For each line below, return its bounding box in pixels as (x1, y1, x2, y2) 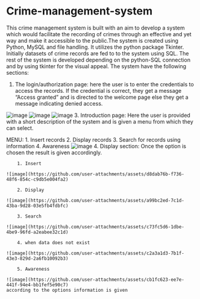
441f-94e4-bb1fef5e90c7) (6, 282, 69, 288)
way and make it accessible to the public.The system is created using (6, 37, 179, 44)
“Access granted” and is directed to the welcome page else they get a (14, 93, 189, 101)
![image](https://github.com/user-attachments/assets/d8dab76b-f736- (6, 171, 185, 177)
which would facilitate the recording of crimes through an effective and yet (6, 30, 192, 37)
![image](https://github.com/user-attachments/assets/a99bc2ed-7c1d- (6, 197, 185, 203)
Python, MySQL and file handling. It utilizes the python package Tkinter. (6, 43, 184, 51)
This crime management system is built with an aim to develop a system (6, 24, 185, 31)
